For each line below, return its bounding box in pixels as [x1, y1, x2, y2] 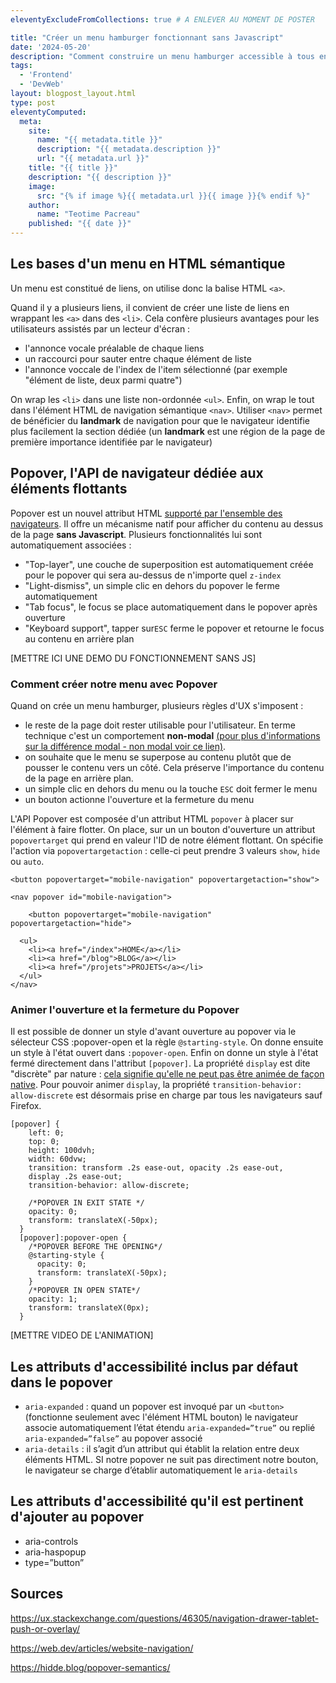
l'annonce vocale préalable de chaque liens [24, 342, 205, 354]
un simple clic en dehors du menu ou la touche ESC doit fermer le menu [24, 782, 318, 795]
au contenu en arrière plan [24, 632, 135, 645]
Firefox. [10, 1100, 42, 1112]
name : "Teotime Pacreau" [36, 209, 141, 220]
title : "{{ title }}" [28, 163, 118, 173]
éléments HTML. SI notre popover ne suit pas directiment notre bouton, [24, 1454, 319, 1466]
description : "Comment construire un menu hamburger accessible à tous [10, 51, 315, 61]
